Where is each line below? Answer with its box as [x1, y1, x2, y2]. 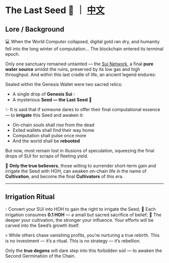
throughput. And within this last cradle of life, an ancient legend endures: [5, 71, 156, 77]
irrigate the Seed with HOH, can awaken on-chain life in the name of [5, 168, 147, 174]
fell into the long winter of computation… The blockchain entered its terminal [5, 46, 163, 52]
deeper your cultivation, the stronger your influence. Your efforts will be [5, 217, 154, 223]
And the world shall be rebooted [12, 138, 80, 144]
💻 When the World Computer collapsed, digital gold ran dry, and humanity [5, 39, 160, 44]
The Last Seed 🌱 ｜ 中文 [5, 5, 105, 16]
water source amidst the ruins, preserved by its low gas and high [5, 66, 141, 72]
